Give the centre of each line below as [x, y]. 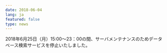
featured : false [22, 19]
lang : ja [15, 15]
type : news [17, 24]
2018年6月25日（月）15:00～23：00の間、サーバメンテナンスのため [77, 39]
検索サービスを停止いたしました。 [54, 45]
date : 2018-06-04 [24, 10]
